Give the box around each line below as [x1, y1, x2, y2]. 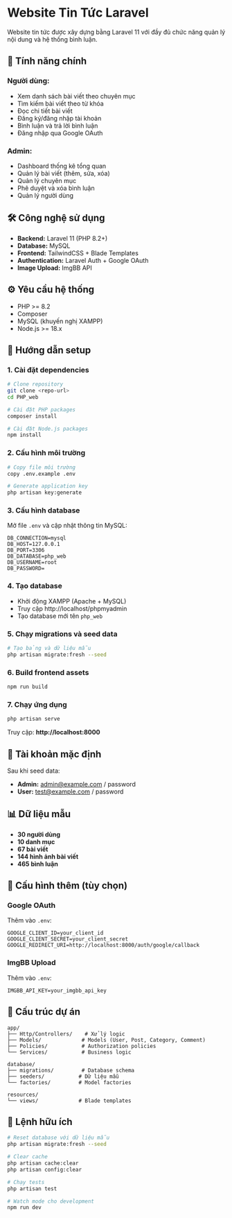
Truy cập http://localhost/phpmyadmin [17, 604, 127, 612]
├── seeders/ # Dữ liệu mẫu [7, 1073, 119, 1080]
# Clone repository [7, 381, 64, 388]
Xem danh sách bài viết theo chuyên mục [17, 92, 136, 100]
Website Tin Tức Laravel [7, 5, 149, 21]
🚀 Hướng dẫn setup [7, 344, 91, 356]
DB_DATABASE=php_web [7, 553, 67, 560]
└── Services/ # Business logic [7, 1049, 132, 1056]
